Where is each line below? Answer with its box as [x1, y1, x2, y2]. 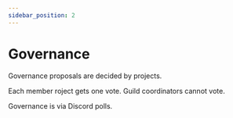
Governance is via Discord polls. [8, 101, 113, 110]
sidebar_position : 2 [8, 11, 76, 20]
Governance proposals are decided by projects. [8, 71, 162, 80]
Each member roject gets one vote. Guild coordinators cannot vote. [8, 86, 225, 95]
